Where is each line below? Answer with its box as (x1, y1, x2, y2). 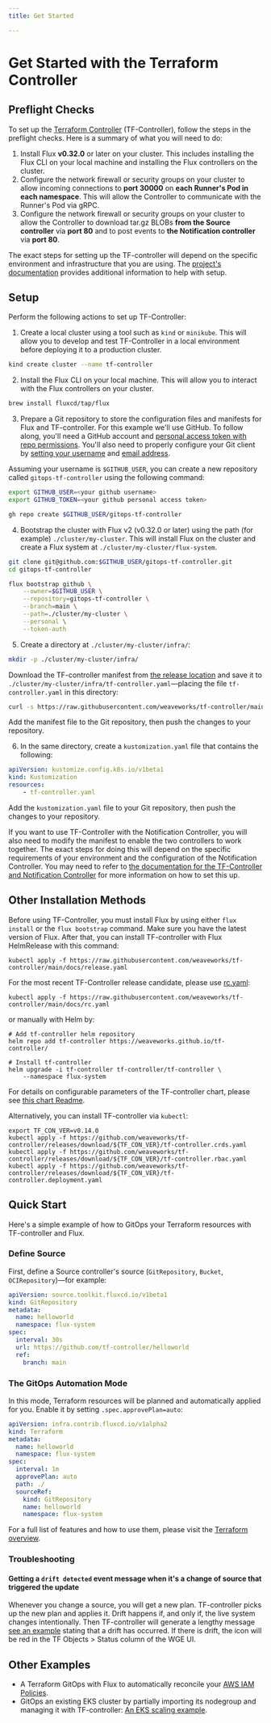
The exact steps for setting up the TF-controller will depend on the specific (8, 250, 258, 259)
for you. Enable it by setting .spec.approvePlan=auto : (8, 1404, 183, 1414)
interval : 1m (15, 1465, 60, 1473)
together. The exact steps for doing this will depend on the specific (8, 844, 231, 853)
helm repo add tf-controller (8, 1037, 106, 1045)
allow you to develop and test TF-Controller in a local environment (19, 336, 240, 346)
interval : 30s (15, 1336, 63, 1344)
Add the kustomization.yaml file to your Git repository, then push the (8, 803, 236, 812)
